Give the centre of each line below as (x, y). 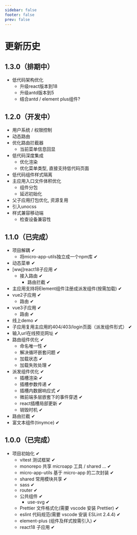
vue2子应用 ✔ (27, 295)
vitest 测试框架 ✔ (38, 459)
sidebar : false (21, 10)
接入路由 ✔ (31, 276)
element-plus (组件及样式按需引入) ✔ (58, 521)
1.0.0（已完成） (29, 440)
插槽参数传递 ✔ (36, 384)
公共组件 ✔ (31, 496)
